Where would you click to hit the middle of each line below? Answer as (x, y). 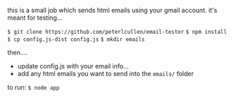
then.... (18, 53)
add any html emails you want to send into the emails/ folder (105, 74)
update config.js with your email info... (73, 66)
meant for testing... (35, 18)
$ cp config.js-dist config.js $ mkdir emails (76, 39)
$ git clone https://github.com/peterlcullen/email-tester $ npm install (117, 32)
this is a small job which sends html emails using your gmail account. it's (112, 10)
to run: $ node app (33, 87)
